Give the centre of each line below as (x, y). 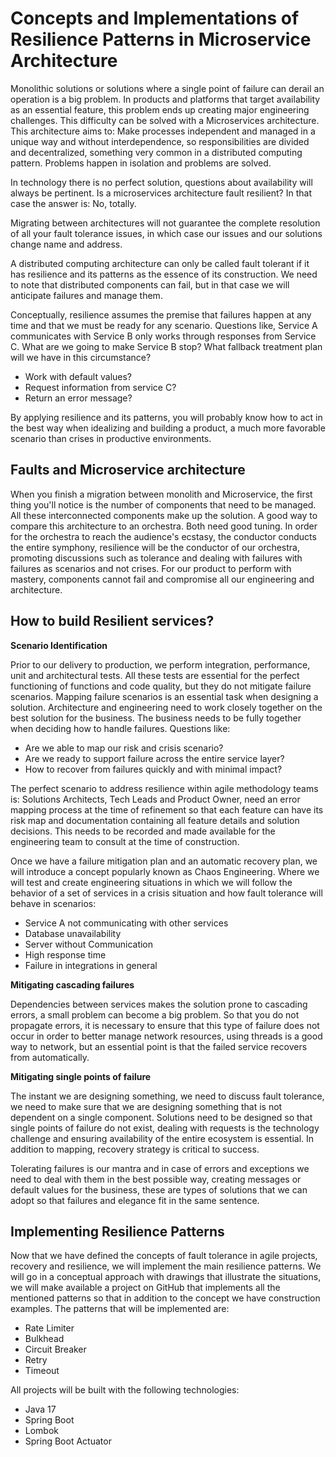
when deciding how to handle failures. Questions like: (120, 728)
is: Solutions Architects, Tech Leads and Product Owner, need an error (155, 799)
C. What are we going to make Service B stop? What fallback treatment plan (166, 346)
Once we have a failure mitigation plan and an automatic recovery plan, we (164, 861)
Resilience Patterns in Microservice (161, 39)
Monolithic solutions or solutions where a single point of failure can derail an (167, 88)
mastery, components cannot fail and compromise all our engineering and (162, 579)
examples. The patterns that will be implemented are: (120, 1309)
